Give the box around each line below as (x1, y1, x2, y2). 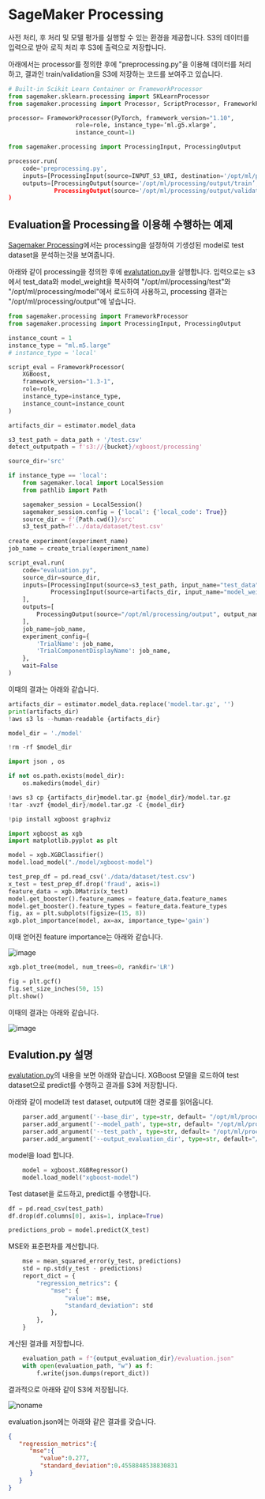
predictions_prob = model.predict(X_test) (8, 1226, 150, 1234)
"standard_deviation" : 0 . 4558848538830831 (39, 1462, 178, 1470)
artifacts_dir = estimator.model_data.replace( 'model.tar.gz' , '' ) (8, 700, 235, 708)
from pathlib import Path (22, 486, 108, 494)
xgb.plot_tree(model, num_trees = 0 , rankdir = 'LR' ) (8, 963, 175, 972)
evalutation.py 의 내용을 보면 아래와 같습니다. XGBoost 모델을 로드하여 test (8, 1070, 239, 1080)
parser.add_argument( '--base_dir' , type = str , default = (22, 1113, 207, 1121)
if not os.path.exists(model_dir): (8, 772, 125, 780)
